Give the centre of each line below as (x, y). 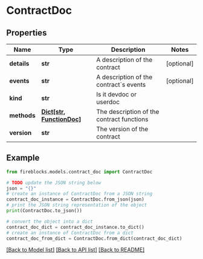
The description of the (128, 112)
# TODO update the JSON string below (54, 183)
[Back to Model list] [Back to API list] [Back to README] (76, 250)
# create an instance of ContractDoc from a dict (70, 232)
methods (22, 115)
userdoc (108, 102)
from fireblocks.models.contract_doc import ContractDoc (79, 172)
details (19, 64)
